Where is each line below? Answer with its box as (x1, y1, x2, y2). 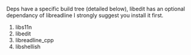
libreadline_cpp (15, 37, 54, 43)
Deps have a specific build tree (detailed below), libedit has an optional (6, 5, 185, 12)
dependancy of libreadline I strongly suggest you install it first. (6, 12, 164, 19)
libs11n (15, 24, 32, 31)
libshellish (15, 43, 41, 50)
